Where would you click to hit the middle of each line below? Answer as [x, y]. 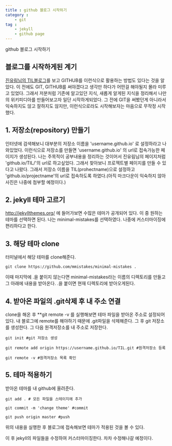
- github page [30, 34]
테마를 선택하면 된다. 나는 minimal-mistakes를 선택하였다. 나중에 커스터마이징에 [85, 219]
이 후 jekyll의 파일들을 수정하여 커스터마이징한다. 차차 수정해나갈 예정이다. [79, 438]
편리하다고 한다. [21, 226]
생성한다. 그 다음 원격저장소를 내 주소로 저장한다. [59, 327]
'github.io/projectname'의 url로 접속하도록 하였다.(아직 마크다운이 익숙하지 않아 [85, 176]
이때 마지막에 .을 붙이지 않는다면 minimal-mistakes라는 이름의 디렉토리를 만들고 [85, 277]
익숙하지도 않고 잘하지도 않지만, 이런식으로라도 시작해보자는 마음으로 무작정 [81, 106]
